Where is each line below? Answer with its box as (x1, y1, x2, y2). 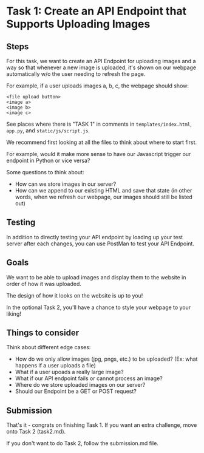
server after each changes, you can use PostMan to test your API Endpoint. (6, 240, 194, 247)
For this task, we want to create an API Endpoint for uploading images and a (6, 58, 196, 64)
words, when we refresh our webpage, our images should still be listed (15, 193, 192, 200)
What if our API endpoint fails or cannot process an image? (15, 375, 163, 382)
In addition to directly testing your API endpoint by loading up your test (6, 233, 183, 240)
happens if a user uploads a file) (15, 362, 96, 369)
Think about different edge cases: (6, 344, 91, 351)
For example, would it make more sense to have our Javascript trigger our (6, 151, 191, 157)
